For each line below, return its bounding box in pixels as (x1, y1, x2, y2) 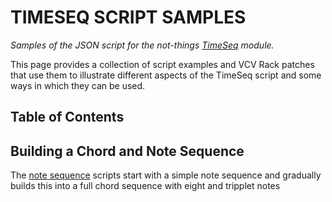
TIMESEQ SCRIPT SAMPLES (10, 6, 247, 29)
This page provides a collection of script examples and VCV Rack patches (10, 58, 315, 70)
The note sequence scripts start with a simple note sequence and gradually (10, 169, 322, 181)
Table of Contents (10, 109, 125, 126)
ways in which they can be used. (10, 79, 146, 91)
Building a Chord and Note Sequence (10, 142, 245, 160)
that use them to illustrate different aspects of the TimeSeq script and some (10, 69, 322, 81)
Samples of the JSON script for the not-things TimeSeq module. (10, 39, 275, 51)
